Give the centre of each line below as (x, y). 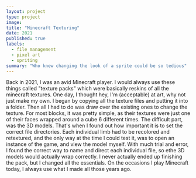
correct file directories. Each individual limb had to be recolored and (88, 132)
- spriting (25, 60)
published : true (26, 39)
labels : (16, 44)
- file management (34, 50)
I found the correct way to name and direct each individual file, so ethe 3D (95, 151)
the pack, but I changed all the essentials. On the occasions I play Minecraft (97, 163)
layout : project (26, 11)
